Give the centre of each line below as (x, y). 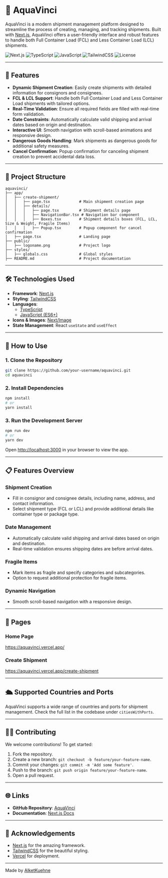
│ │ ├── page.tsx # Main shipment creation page (74, 201)
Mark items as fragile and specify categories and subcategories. (79, 572)
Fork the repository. (33, 754)
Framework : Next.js (33, 293)
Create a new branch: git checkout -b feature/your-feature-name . (82, 759)
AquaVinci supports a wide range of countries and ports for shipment (76, 706)
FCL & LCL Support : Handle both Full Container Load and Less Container (87, 98)
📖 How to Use (26, 346)
